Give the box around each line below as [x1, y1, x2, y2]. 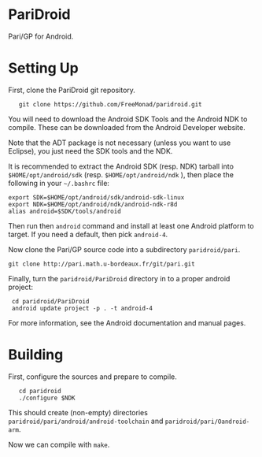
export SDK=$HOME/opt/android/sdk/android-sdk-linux [8, 193, 185, 202]
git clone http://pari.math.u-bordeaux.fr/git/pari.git [8, 260, 195, 268]
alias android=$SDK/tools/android [8, 207, 122, 215]
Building [8, 346, 64, 364]
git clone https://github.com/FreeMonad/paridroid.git [18, 100, 202, 108]
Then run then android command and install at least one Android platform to [8, 221, 254, 230]
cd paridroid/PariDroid [11, 297, 90, 305]
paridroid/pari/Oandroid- [164, 418, 250, 425]
